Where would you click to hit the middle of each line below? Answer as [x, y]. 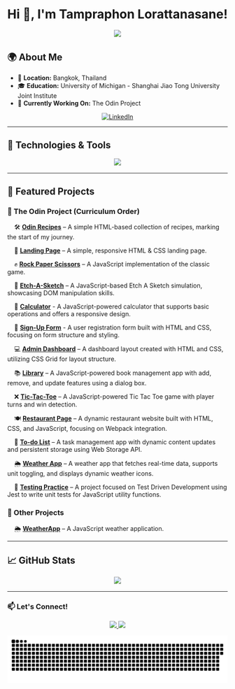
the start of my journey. [41, 237]
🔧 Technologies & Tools [59, 145]
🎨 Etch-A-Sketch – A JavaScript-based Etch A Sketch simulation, [108, 285]
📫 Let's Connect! [38, 606]
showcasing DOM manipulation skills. [61, 293]
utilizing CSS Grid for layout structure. [62, 359]
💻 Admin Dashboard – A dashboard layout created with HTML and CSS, [119, 349]
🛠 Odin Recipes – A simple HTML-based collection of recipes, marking [116, 227]
